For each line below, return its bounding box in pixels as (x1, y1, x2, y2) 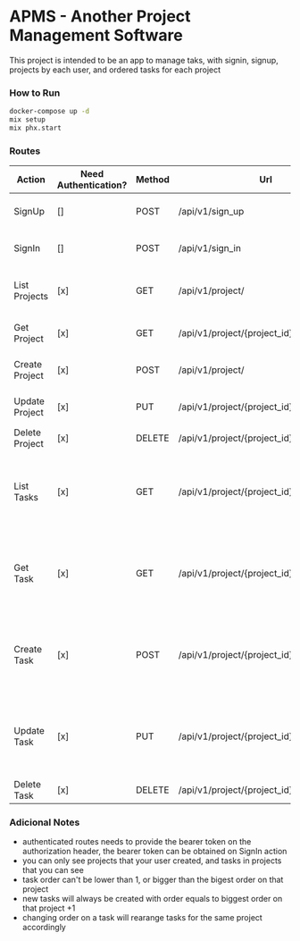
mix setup (9, 115, 46, 124)
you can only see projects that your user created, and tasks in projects (21, 855, 282, 866)
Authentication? (56, 179, 128, 191)
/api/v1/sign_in (178, 242, 241, 255)
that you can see (21, 865, 85, 876)
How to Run (9, 87, 61, 99)
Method (135, 173, 170, 186)
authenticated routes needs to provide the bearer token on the (21, 836, 252, 847)
